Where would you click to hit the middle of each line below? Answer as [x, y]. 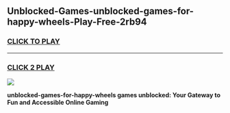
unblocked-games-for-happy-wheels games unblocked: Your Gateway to [114, 95]
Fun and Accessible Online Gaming [58, 102]
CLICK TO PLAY [34, 42]
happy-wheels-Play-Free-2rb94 [77, 22]
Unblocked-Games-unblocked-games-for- [100, 11]
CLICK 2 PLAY [31, 67]
